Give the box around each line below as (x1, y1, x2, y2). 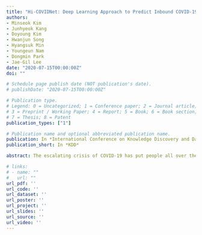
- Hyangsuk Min (6, 43, 44, 49)
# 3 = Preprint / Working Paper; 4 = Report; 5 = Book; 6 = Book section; (6, 109, 198, 115)
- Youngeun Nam (6, 48, 44, 54)
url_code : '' (6, 186, 39, 192)
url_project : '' (6, 203, 47, 209)
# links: (6, 163, 28, 169)
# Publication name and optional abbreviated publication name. (6, 130, 171, 137)
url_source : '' (6, 214, 44, 220)
